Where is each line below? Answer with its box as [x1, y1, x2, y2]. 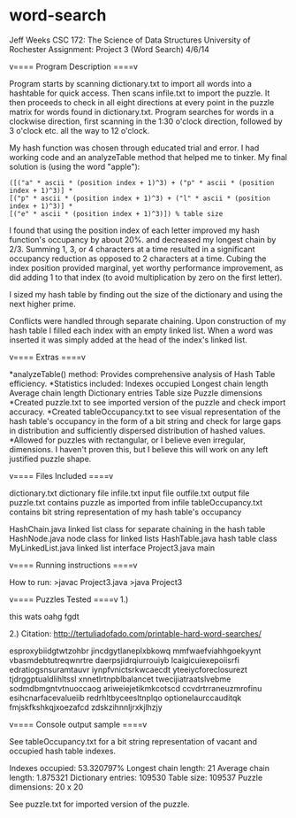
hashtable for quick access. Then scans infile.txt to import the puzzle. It [9, 88, 270, 98]
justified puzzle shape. [9, 453, 92, 464]
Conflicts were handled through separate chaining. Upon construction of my [9, 315, 287, 326]
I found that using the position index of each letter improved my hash [9, 225, 261, 235]
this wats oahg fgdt [9, 611, 80, 621]
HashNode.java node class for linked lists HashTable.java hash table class [9, 533, 278, 544]
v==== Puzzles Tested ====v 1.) [9, 594, 129, 605]
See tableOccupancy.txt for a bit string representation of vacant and [9, 736, 258, 746]
